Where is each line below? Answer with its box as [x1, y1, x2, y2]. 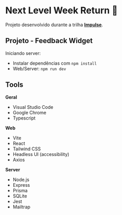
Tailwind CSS [12, 146, 41, 152]
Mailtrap [12, 204, 31, 210]
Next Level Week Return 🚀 [5, 5, 118, 16]
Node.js [12, 177, 30, 183]
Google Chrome [12, 109, 47, 115]
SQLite [12, 192, 27, 199]
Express [12, 182, 30, 188]
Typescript [12, 115, 36, 121]
